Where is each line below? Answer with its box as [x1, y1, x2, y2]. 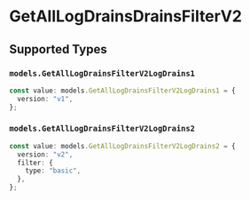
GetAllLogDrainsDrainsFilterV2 [9, 6, 242, 27]
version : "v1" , [17, 94, 74, 103]
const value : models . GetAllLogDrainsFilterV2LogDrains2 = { [9, 141, 237, 150]
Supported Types [9, 42, 108, 57]
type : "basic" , [25, 166, 82, 175]
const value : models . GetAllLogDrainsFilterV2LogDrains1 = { [9, 86, 237, 95]
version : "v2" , [17, 149, 74, 159]
